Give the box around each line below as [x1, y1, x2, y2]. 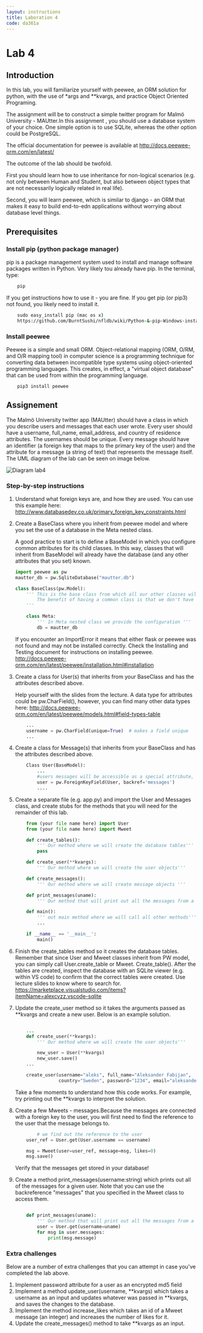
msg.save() [26, 1153, 54, 1159]
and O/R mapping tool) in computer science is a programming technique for [6, 352, 195, 359]
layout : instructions [6, 8, 61, 15]
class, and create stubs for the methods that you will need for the [14, 802, 178, 810]
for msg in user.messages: [37, 1229, 105, 1235]
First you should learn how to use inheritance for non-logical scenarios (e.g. [6, 172, 195, 179]
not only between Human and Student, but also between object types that [6, 178, 190, 185]
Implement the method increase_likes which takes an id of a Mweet [14, 1307, 182, 1314]
